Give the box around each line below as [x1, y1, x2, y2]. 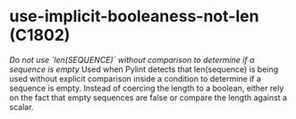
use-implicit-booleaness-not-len [9, 6, 259, 27]
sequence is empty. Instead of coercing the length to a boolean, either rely [9, 83, 284, 93]
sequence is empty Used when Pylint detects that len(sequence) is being [9, 64, 279, 75]
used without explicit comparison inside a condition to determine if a [9, 73, 262, 83]
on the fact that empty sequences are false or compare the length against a [9, 91, 288, 103]
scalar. [9, 101, 34, 112]
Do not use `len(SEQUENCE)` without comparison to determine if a [9, 54, 255, 65]
